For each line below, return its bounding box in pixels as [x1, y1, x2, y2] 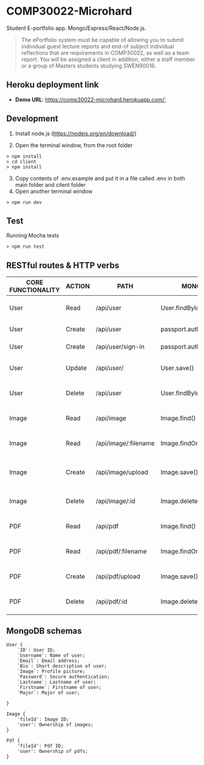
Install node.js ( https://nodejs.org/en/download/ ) [15, 130, 137, 137]
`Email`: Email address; [17, 658, 80, 664]
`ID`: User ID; [17, 647, 56, 653]
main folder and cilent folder [15, 181, 86, 188]
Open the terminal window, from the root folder [15, 141, 133, 148]
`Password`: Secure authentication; [17, 674, 110, 680]
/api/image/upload [95, 468, 149, 477]
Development [6, 114, 59, 124]
